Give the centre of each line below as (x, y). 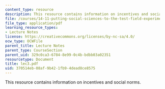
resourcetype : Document (29, 59)
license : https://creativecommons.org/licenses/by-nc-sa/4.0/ (70, 37)
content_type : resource (29, 9)
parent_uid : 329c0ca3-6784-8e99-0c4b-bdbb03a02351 (58, 55)
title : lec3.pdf (22, 64)
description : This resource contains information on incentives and (77, 14)
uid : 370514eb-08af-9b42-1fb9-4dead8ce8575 (50, 69)
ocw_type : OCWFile (24, 41)
